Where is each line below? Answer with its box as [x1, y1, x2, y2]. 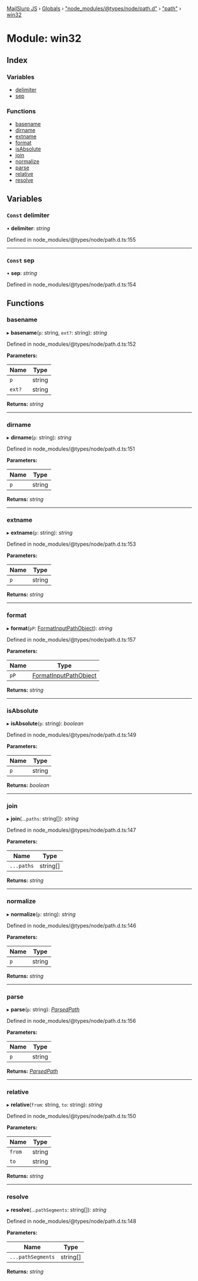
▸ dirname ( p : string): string [6, 434, 72, 441]
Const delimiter [6, 211, 50, 219]
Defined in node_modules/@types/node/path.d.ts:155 [6, 236, 136, 243]
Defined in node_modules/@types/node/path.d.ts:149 [6, 732, 137, 739]
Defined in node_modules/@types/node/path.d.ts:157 [6, 636, 136, 643]
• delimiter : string [6, 225, 51, 232]
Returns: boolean [6, 782, 49, 789]
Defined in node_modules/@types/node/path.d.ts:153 [6, 541, 136, 548]
